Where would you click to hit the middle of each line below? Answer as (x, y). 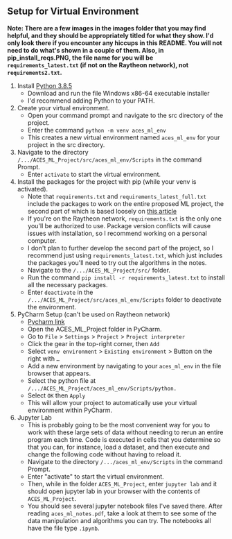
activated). (33, 189)
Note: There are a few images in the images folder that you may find (107, 28)
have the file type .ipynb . (63, 528)
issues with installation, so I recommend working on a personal (117, 233)
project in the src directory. (66, 144)
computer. (42, 240)
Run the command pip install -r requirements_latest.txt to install (126, 277)
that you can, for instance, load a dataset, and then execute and (118, 447)
